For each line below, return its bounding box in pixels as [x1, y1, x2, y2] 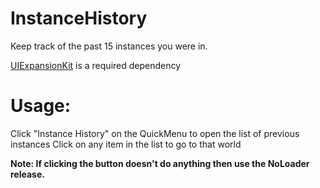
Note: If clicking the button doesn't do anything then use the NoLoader [10, 157, 310, 169]
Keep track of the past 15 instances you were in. [10, 40, 208, 52]
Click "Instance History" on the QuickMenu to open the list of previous [10, 127, 300, 139]
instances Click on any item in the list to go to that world [10, 138, 242, 150]
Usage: [10, 95, 72, 117]
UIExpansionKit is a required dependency [10, 59, 182, 71]
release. [10, 168, 45, 180]
